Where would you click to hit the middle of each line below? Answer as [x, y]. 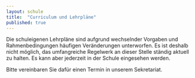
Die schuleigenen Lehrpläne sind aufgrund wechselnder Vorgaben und [92, 40]
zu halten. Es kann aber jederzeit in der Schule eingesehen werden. [88, 58]
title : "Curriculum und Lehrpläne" [51, 17]
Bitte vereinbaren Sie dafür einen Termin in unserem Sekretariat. [84, 70]
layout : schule [25, 12]
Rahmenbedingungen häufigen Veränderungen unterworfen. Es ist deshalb [97, 45]
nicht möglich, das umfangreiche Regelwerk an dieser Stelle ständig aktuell [97, 52]
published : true [26, 22]
